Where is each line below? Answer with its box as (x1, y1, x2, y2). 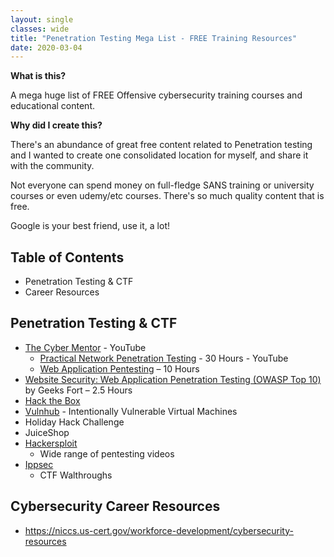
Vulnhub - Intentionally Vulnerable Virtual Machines (24, 405, 238, 417)
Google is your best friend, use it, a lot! (10, 220, 171, 232)
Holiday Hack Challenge (24, 416, 125, 428)
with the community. (10, 160, 95, 172)
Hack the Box (24, 394, 81, 406)
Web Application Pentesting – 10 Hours (39, 362, 200, 375)
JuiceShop (24, 426, 70, 438)
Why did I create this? (10, 119, 103, 131)
